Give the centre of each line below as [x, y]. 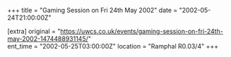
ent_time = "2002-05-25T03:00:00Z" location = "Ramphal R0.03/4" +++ [113, 46]
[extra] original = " [34, 31]
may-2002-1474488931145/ [48, 39]
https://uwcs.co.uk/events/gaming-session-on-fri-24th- [142, 31]
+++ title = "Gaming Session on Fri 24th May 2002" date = [93, 10]
